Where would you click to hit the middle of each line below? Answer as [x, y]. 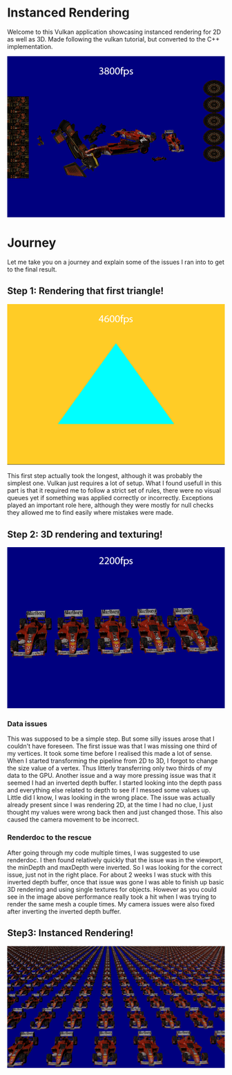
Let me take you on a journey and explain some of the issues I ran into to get [116, 262]
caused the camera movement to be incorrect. [73, 819]
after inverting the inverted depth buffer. [64, 911]
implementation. [30, 46]
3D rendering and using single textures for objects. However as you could [112, 889]
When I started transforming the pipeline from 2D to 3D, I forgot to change [113, 761]
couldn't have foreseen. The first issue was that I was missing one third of [112, 746]
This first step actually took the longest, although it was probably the [105, 476]
